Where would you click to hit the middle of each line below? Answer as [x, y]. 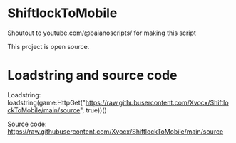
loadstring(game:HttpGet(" [46, 102]
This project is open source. [48, 46]
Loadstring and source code [92, 75]
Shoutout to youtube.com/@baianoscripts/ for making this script [102, 33]
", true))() [93, 110]
